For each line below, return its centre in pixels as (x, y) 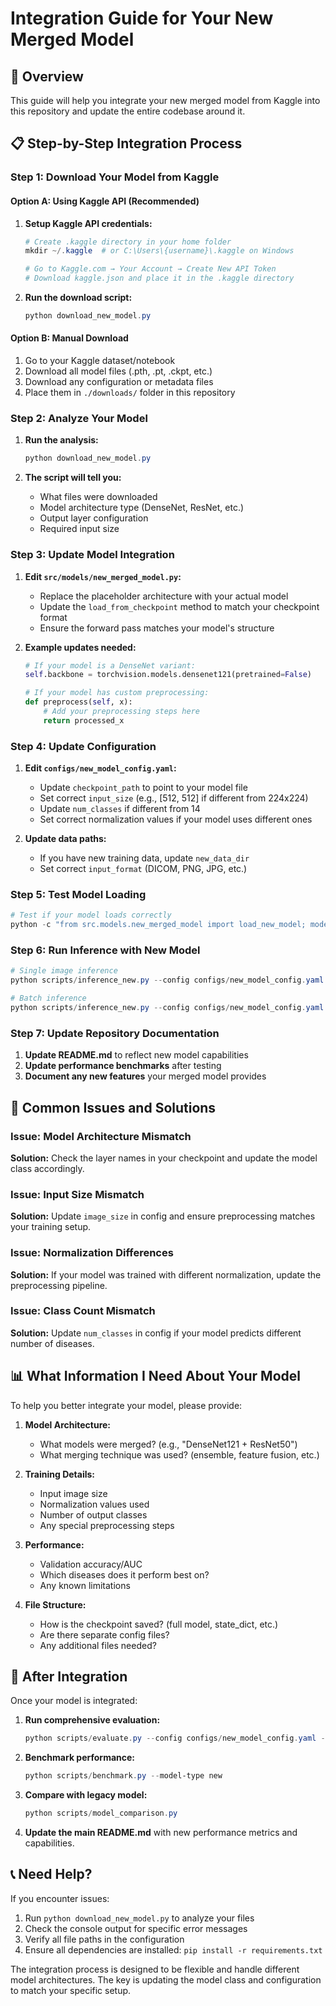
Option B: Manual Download (69, 338)
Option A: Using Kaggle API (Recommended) (105, 201)
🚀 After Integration (69, 1677)
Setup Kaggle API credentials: (88, 223)
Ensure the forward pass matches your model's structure (157, 628)
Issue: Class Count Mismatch (83, 1311)
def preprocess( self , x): (78, 702)
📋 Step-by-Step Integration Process (126, 143)
